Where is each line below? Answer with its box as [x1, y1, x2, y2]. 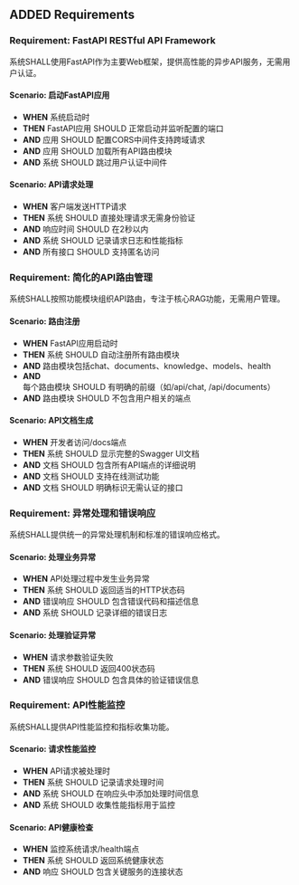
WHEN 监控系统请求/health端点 [22, 843, 140, 854]
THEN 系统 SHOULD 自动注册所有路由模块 [22, 348, 181, 360]
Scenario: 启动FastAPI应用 [9, 90, 110, 100]
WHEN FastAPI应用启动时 [22, 338, 119, 348]
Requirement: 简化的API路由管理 [9, 271, 154, 284]
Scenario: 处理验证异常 [9, 629, 97, 641]
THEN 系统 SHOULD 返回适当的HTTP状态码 [22, 585, 185, 595]
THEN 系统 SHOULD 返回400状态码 [22, 662, 155, 673]
